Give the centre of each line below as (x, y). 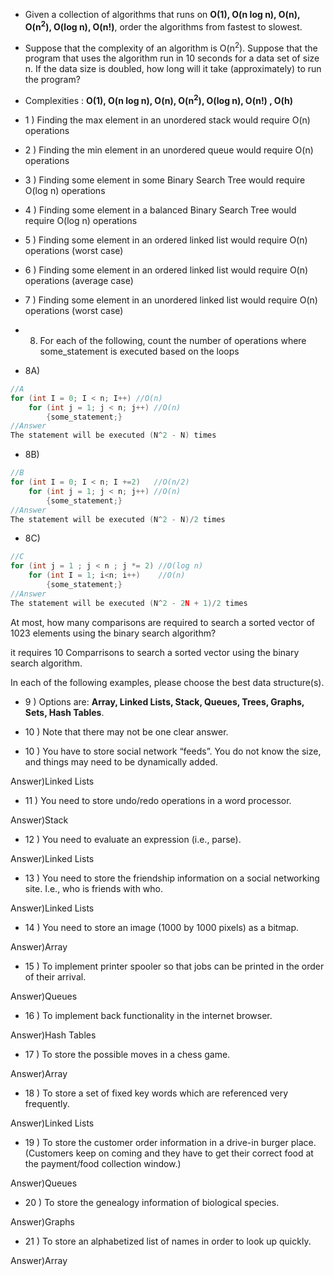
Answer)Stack (39, 820)
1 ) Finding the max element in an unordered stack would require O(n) (167, 120)
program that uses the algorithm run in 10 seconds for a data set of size (172, 58)
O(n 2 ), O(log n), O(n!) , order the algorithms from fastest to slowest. (163, 26)
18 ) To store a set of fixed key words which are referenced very (156, 1093)
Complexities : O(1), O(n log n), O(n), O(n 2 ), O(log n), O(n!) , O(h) (159, 99)
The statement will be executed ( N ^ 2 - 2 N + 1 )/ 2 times (129, 603)
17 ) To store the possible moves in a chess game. (127, 1054)
